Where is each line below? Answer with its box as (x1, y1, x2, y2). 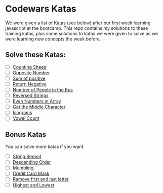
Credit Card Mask (12, 170, 50, 177)
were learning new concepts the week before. (5, 36, 101, 42)
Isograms (12, 110, 32, 116)
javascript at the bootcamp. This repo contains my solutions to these (5, 25, 148, 31)
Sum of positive (12, 75, 46, 81)
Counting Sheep (12, 64, 47, 70)
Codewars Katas (5, 3, 77, 15)
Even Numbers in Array (12, 98, 62, 104)
